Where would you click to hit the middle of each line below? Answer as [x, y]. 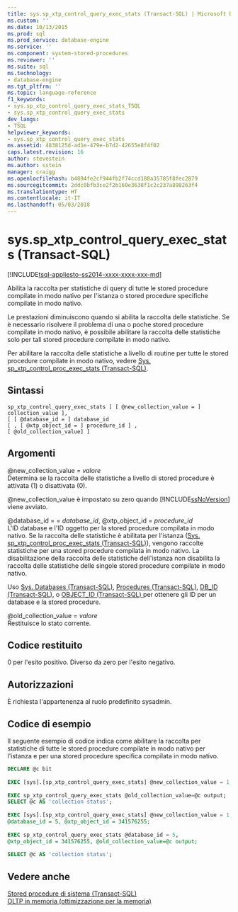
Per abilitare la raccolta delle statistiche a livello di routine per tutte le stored [118, 353]
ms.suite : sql [28, 67]
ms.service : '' [30, 47]
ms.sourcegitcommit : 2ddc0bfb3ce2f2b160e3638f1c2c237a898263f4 [103, 185]
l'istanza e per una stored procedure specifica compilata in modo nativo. [113, 756]
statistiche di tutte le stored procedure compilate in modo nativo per [106, 748]
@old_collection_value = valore [52, 615]
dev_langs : [23, 119]
